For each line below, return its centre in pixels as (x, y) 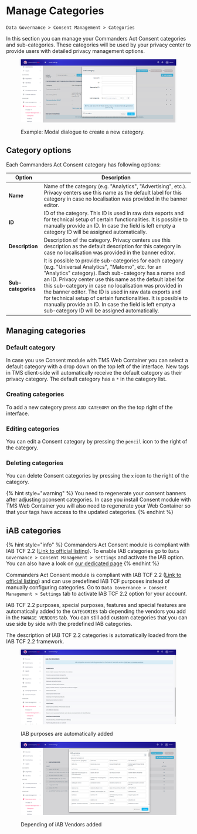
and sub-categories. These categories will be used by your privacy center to (98, 45)
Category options (39, 150)
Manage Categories (55, 11)
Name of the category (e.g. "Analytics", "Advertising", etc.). (115, 186)
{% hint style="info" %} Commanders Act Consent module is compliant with (98, 545)
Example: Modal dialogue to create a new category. (83, 132)
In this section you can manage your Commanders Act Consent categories (96, 38)
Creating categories (35, 394)
